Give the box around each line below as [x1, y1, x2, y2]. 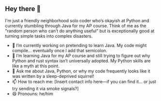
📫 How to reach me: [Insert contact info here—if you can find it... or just [12, 78, 156, 85]
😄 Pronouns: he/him [12, 90, 53, 97]
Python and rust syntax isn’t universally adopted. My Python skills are [12, 58, 151, 63]
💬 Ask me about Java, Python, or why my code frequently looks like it [12, 68, 151, 74]
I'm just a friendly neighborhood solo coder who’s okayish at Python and [5, 17, 149, 23]
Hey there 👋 [5, 5, 41, 13]
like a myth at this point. [12, 63, 59, 69]
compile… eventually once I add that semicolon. [12, 47, 107, 53]
